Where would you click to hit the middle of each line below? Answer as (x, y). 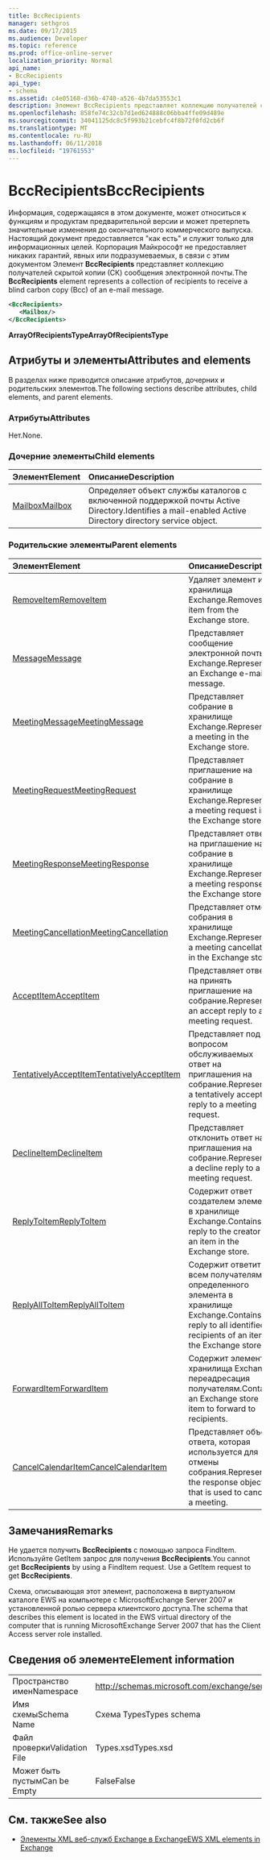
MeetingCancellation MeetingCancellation (90, 932)
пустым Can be (41, 1781)
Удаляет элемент (222, 579)
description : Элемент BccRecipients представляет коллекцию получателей (133, 106)
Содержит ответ (221, 1191)
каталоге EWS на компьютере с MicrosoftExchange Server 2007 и (121, 1600)
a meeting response (226, 883)
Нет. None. (25, 435)
